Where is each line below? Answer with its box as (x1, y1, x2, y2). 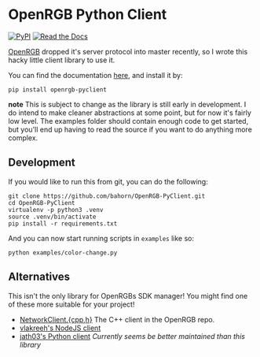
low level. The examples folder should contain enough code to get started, (8, 116, 249, 125)
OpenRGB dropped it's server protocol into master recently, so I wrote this (8, 46, 248, 56)
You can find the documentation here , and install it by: (8, 70, 183, 80)
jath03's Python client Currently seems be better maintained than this (19, 331, 246, 340)
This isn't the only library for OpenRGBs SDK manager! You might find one (8, 291, 248, 300)
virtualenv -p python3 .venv (8, 206, 104, 214)
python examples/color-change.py (8, 248, 118, 257)
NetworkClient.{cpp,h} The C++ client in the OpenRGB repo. (19, 314, 215, 324)
